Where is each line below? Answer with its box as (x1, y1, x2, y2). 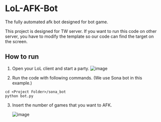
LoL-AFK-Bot (5, 3, 58, 14)
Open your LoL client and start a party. (12, 65, 90, 71)
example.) (12, 80, 32, 86)
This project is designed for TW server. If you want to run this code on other (5, 28, 157, 34)
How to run (5, 53, 39, 61)
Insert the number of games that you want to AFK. (12, 102, 113, 108)
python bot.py (5, 93, 34, 98)
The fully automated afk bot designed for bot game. (5, 19, 108, 25)
